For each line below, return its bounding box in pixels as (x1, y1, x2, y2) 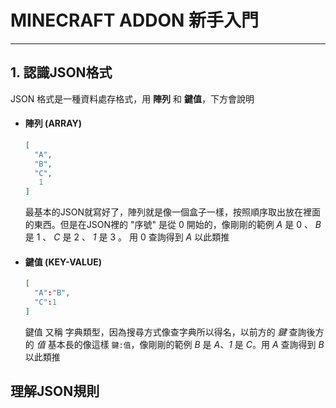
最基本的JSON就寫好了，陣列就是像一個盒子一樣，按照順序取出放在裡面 (24, 206, 322, 218)
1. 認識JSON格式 (10, 64, 113, 81)
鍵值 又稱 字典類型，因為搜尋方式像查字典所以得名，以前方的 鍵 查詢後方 (24, 326, 325, 338)
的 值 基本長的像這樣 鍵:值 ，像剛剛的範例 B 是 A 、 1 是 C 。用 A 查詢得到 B (24, 338, 325, 350)
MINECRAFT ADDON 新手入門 (10, 9, 259, 32)
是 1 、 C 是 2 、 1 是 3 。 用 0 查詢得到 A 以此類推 (24, 231, 230, 243)
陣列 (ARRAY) (24, 117, 83, 130)
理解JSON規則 (10, 383, 100, 400)
